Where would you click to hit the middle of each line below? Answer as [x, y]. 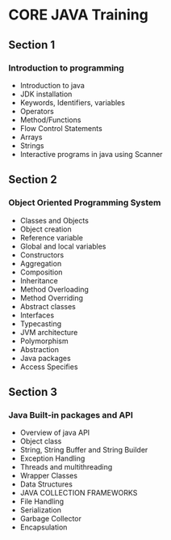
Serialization [41, 510]
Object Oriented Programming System [85, 202]
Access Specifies [49, 367]
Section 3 [33, 391]
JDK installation [46, 94]
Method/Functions [50, 120]
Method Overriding [51, 298]
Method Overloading [54, 289]
